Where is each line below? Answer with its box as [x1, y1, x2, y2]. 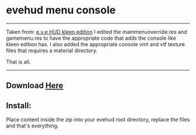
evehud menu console [6, 4, 116, 17]
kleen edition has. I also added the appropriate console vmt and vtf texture [6, 40, 185, 47]
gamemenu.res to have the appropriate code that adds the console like [6, 34, 176, 41]
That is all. [6, 58, 31, 65]
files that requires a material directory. [6, 47, 97, 54]
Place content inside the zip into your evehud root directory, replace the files [6, 116, 190, 123]
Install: [6, 101, 32, 110]
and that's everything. [6, 122, 59, 129]
